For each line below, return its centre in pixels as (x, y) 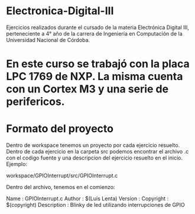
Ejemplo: (17, 164)
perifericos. (35, 102)
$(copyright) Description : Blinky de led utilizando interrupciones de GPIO (95, 205)
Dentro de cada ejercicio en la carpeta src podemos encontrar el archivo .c (97, 152)
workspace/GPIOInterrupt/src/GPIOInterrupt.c (62, 175)
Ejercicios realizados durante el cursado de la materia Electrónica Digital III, (97, 27)
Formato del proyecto (60, 129)
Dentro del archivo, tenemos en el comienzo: (61, 187)
